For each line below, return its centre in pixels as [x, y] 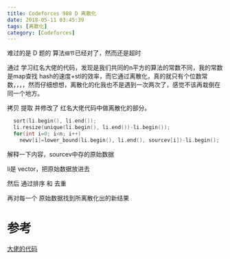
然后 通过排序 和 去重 [37, 183]
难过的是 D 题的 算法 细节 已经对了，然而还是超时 [74, 53]
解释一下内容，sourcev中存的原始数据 [61, 154]
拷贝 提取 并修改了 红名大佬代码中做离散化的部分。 [79, 108]
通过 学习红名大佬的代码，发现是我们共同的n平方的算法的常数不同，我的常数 [115, 68]
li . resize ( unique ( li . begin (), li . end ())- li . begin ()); [92, 128]
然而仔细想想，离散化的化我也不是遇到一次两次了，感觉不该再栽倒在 [124, 85]
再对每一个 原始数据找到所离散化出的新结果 [68, 198]
